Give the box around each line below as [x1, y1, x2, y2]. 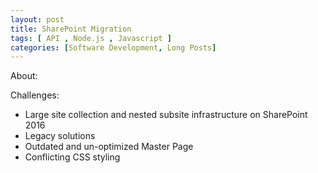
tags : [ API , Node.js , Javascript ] [10, 33, 172, 43]
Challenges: [10, 89, 60, 101]
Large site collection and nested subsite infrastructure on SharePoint [24, 109, 308, 121]
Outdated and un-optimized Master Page [24, 141, 194, 153]
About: [10, 70, 38, 82]
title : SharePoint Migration [10, 24, 132, 34]
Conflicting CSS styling [24, 151, 121, 163]
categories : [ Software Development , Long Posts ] [10, 42, 217, 53]
